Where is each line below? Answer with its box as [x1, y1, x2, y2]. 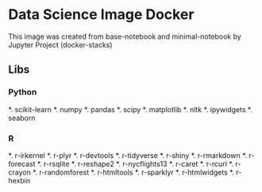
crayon [8, 168, 32, 177]
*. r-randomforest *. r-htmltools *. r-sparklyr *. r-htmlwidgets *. [33, 168, 234, 177]
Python [8, 87, 37, 98]
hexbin [8, 175, 31, 185]
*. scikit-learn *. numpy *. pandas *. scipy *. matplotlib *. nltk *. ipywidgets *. [8, 104, 252, 114]
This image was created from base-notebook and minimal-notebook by [8, 32, 242, 41]
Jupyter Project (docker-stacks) [8, 40, 113, 49]
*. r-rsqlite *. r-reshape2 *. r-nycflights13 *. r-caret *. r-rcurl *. [37, 159, 234, 168]
